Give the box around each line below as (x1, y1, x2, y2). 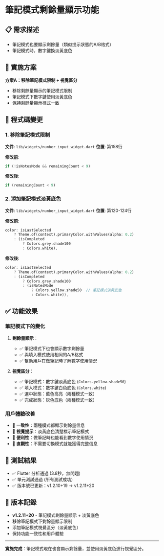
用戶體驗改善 (5, 410, 36, 417)
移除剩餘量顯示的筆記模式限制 (12, 88, 72, 93)
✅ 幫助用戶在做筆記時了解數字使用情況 (19, 358, 98, 364)
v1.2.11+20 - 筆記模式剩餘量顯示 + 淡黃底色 (12, 512, 100, 518)
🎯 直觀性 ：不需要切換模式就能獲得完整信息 (12, 441, 98, 447)
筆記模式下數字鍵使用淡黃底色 (12, 93, 72, 99)
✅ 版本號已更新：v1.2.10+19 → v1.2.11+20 (12, 483, 95, 488)
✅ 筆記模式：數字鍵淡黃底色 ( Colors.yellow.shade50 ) (19, 378, 126, 384)
